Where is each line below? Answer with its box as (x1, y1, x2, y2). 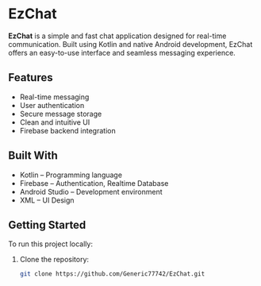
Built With (8, 149, 58, 163)
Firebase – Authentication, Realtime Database (19, 178, 169, 187)
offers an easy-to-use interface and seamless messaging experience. (8, 48, 236, 57)
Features (8, 71, 53, 84)
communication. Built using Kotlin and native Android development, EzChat (8, 39, 253, 48)
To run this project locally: (8, 239, 94, 249)
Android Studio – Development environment (19, 187, 163, 196)
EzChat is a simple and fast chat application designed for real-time (8, 31, 227, 41)
